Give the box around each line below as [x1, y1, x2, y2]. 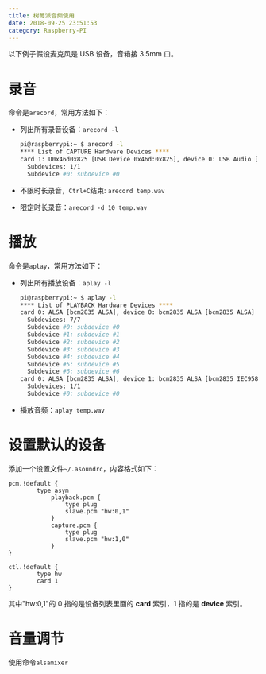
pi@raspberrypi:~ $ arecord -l [19, 141, 124, 149]
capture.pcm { [50, 521, 98, 529]
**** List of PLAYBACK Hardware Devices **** [19, 301, 173, 309]
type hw [37, 570, 62, 578]
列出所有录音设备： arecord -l [19, 125, 119, 134]
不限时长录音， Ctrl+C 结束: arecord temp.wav [19, 185, 165, 195]
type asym [37, 486, 69, 494]
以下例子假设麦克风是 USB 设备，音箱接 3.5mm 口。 [8, 49, 179, 59]
